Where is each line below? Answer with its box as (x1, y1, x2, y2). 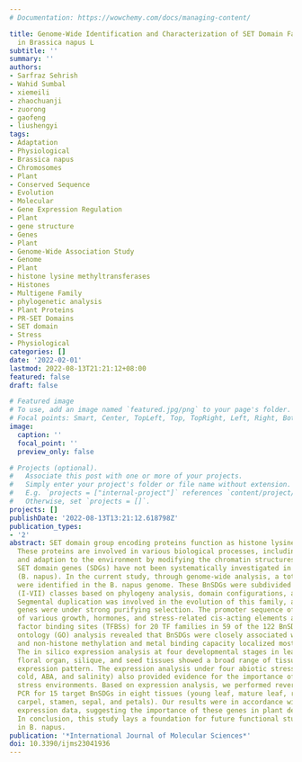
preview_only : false (17, 447, 94, 456)
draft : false (9, 381, 58, 390)
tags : (9, 130, 30, 139)
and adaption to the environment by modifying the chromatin (17, 555, 252, 565)
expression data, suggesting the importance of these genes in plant (17, 705, 283, 715)
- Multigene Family (9, 289, 83, 298)
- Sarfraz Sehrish (9, 71, 78, 81)
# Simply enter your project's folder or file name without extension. (9, 480, 292, 489)
